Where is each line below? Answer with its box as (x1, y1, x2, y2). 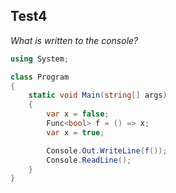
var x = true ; (46, 127, 105, 138)
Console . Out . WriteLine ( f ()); (46, 145, 168, 156)
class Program (10, 72, 70, 82)
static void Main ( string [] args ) (28, 90, 168, 101)
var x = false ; (46, 109, 110, 119)
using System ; (10, 54, 70, 64)
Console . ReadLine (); (46, 155, 132, 165)
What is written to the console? (10, 34, 139, 46)
